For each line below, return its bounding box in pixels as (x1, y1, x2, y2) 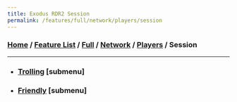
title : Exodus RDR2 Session (7, 10, 90, 18)
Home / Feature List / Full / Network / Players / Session (7, 40, 197, 50)
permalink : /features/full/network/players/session (7, 17, 162, 24)
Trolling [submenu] (17, 66, 85, 76)
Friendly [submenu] (17, 85, 87, 95)
